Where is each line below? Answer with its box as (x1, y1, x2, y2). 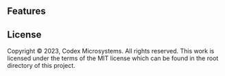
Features (7, 5, 46, 17)
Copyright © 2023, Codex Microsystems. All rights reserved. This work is (7, 47, 215, 55)
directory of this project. (7, 62, 75, 70)
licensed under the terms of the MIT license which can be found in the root (7, 54, 219, 62)
